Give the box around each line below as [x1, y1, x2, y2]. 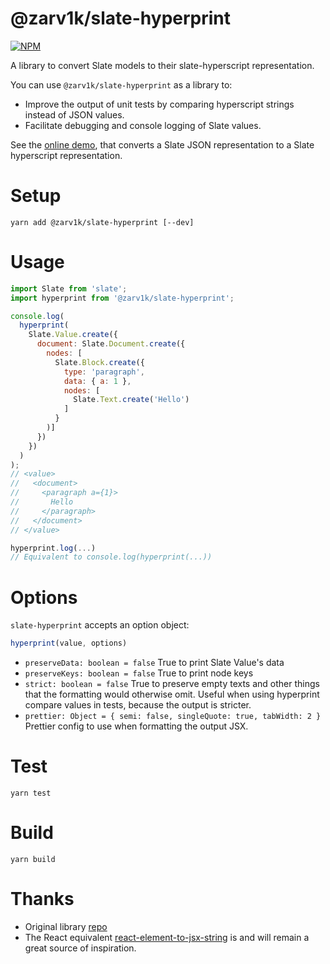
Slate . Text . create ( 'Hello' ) [73, 395, 190, 405]
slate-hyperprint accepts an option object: [10, 619, 190, 631]
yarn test [10, 788, 52, 799]
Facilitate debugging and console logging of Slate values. [24, 119, 262, 131]
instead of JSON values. [24, 108, 125, 121]
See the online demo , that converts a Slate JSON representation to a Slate [10, 138, 315, 151]
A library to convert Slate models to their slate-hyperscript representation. [10, 59, 315, 71]
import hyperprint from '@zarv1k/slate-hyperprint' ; [10, 293, 235, 303]
